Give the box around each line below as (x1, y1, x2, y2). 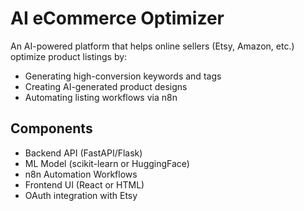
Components (10, 120, 93, 137)
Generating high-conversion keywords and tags (24, 70, 222, 82)
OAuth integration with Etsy (24, 189, 138, 201)
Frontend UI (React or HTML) (24, 178, 145, 191)
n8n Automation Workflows (24, 168, 138, 180)
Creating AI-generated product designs (24, 80, 188, 92)
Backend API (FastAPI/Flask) (24, 147, 143, 159)
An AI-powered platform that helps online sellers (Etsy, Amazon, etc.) (10, 40, 295, 52)
